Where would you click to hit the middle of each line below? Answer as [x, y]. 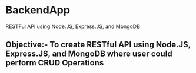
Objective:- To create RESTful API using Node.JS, [98, 45]
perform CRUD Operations [55, 63]
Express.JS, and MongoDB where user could [89, 54]
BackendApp [38, 10]
